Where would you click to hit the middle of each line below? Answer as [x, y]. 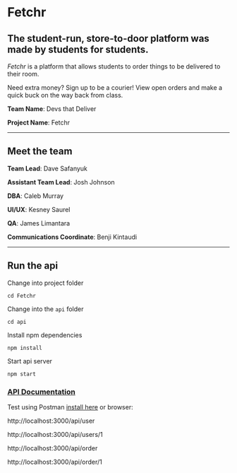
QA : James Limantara [39, 223]
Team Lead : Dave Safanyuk [48, 168]
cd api [17, 322]
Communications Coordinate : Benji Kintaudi [72, 237]
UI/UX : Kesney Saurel [39, 209]
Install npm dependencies [45, 335]
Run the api [33, 266]
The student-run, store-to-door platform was [108, 39]
